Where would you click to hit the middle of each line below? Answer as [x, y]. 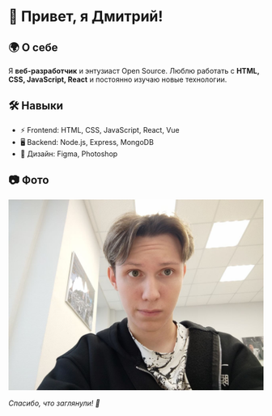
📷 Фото [29, 180]
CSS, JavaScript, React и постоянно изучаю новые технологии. [118, 79]
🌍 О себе [33, 47]
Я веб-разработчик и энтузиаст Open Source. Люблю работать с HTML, [134, 71]
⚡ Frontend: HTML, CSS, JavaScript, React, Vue [100, 129]
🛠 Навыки [36, 106]
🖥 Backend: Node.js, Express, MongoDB [87, 142]
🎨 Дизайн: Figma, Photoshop [69, 154]
